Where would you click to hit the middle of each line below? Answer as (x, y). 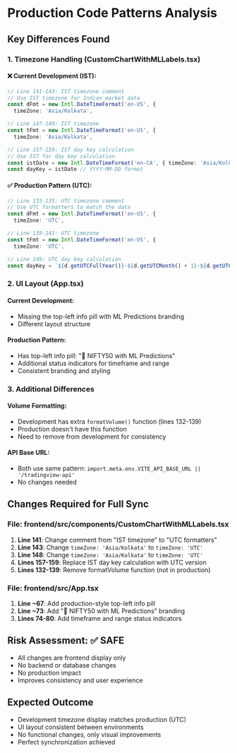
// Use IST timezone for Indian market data (74, 98)
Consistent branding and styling (64, 370)
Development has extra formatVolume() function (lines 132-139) (109, 421)
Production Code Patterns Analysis (112, 13)
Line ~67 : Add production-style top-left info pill (86, 604)
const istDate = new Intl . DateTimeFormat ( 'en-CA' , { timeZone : (102, 163)
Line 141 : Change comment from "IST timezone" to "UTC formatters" (117, 540)
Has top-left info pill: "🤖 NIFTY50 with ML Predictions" (96, 355)
